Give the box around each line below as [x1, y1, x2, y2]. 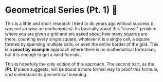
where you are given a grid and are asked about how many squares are [5, 31, 147, 37]
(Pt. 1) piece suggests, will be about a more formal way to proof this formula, [5, 66, 159, 72]
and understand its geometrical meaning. [5, 71, 88, 77]
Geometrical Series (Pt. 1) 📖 [5, 4, 118, 16]
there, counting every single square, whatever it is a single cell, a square [5, 36, 150, 42]
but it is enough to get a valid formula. [5, 51, 81, 58]
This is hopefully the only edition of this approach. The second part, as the [5, 61, 155, 67]
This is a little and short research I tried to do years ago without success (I [5, 20, 154, 26]
